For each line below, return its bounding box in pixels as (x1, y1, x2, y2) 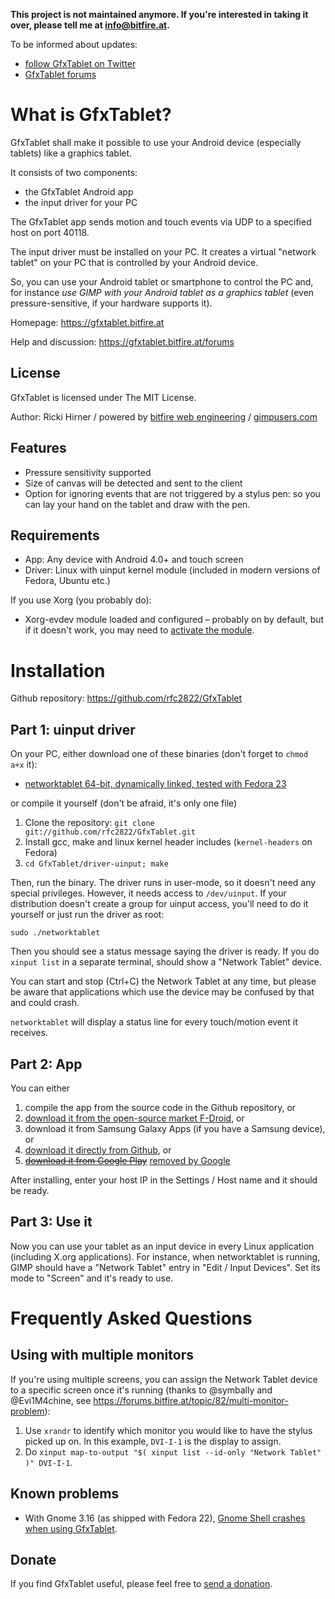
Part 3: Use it (10, 1214, 93, 1231)
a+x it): (10, 759, 38, 771)
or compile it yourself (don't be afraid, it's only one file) (10, 797, 238, 809)
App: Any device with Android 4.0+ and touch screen (24, 554, 244, 566)
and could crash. (10, 997, 80, 1009)
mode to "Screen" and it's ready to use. (10, 1272, 174, 1284)
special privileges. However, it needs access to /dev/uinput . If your (10, 887, 287, 899)
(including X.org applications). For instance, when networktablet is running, (10, 1250, 321, 1263)
